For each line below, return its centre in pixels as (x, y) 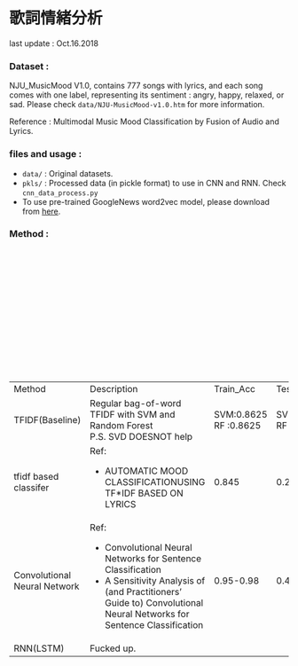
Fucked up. (113, 648)
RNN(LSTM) (39, 648)
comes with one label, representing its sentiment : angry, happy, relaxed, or (147, 95)
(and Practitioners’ (143, 592)
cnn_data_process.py (60, 193)
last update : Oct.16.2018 (54, 43)
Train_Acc (235, 388)
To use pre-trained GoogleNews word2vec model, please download (146, 201)
